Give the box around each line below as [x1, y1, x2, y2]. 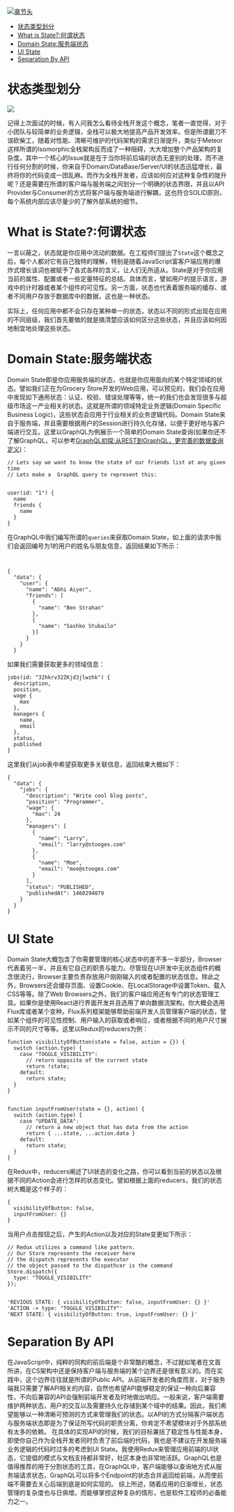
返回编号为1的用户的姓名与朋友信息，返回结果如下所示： [19, 542, 181, 550]
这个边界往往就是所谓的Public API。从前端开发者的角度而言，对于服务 [25, 1375, 226, 1383]
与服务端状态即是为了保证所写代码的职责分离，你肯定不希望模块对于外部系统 [7, 1419, 227, 1427]
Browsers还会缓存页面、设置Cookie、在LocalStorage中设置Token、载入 [19, 981, 226, 989]
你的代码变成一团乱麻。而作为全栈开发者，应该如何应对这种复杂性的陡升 [19, 171, 227, 179]
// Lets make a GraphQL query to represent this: [7, 471, 157, 478]
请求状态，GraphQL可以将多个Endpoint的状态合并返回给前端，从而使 [19, 1471, 217, 1479]
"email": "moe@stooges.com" [38, 865, 120, 872]
